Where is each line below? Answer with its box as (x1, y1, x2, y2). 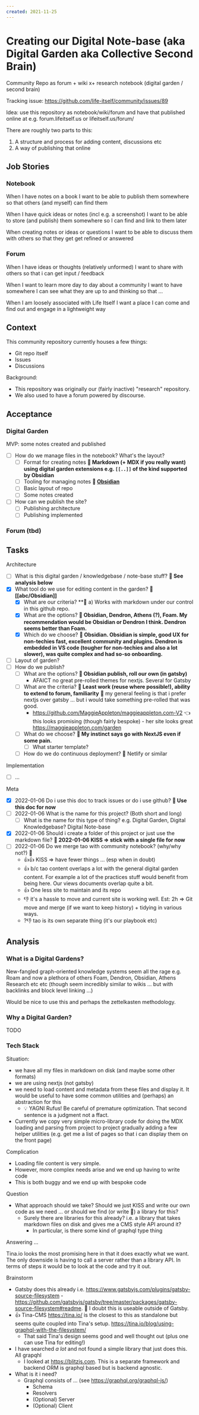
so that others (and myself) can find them (6, 199, 108, 206)
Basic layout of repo (23, 485, 73, 492)
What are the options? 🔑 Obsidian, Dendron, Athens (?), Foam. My (23, 611, 188, 619)
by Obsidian (23, 472, 55, 479)
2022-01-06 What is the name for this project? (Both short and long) (14, 810, 182, 817)
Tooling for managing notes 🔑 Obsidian (23, 478, 120, 485)
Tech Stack (6, 1041, 40, 1050)
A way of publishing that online (14, 144, 91, 152)
